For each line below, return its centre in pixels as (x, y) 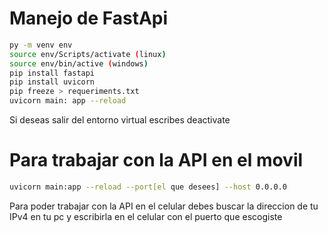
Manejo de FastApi (89, 18)
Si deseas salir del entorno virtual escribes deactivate (120, 120)
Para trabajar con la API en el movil (156, 160)
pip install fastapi (52, 73)
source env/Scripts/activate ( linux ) (88, 54)
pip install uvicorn (52, 82)
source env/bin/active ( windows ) (79, 63)
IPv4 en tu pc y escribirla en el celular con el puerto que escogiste (146, 216)
